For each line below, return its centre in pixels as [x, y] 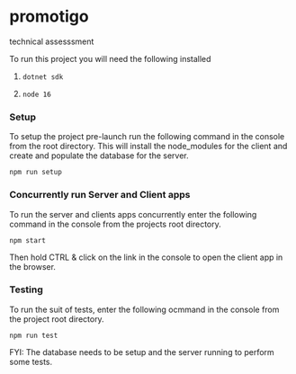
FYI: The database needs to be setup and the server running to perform [142, 352]
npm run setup [36, 173]
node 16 [36, 94]
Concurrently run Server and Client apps [100, 195]
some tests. [31, 361]
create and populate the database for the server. [99, 156]
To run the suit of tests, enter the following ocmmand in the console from [144, 309]
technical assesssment [52, 41]
